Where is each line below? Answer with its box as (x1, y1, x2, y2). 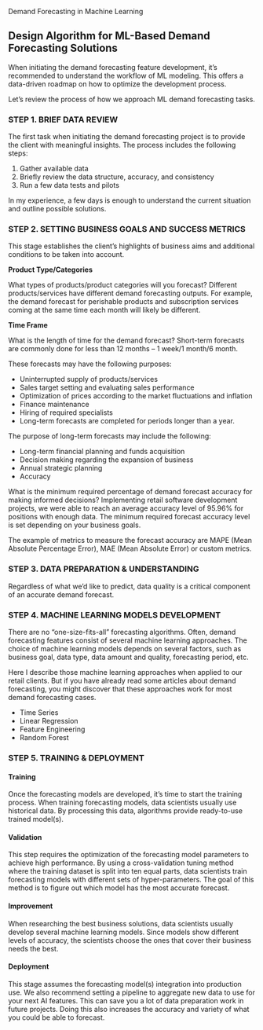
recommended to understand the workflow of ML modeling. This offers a (8, 71, 244, 80)
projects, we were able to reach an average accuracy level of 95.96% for (8, 504, 244, 513)
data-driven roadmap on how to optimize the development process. (8, 79, 227, 89)
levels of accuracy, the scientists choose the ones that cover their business (8, 935, 252, 945)
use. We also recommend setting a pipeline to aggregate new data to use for (8, 988, 256, 997)
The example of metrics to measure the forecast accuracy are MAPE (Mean (8, 536, 253, 545)
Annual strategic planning (19, 464, 103, 473)
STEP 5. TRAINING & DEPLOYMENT (8, 752, 145, 763)
